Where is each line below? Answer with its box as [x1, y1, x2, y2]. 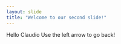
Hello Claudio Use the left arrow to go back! [6, 31, 116, 38]
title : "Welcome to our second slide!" [6, 14, 107, 20]
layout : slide [6, 8, 42, 15]
